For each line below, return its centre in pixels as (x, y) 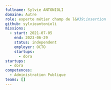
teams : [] (15, 79)
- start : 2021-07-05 (31, 33)
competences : (19, 70)
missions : (15, 28)
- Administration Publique (38, 75)
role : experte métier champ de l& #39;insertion (56, 19)
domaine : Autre (21, 14)
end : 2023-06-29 (31, 38)
